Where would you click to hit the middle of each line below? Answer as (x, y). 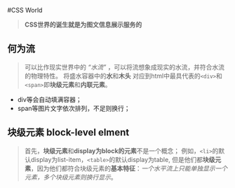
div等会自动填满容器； (49, 99)
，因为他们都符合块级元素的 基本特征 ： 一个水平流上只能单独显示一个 (129, 168)
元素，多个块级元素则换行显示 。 (70, 177)
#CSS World (25, 10)
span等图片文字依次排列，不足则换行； (74, 108)
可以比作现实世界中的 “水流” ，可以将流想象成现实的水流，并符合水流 (125, 67)
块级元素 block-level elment (68, 133)
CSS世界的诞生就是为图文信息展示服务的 (83, 25)
